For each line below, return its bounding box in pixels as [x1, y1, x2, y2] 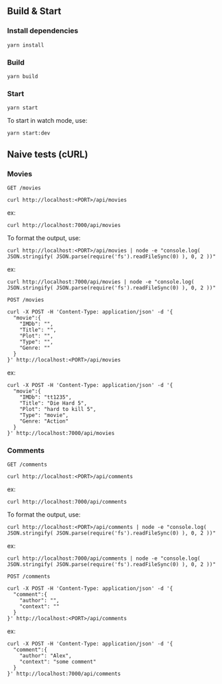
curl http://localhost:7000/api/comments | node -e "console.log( [7, 555, 201, 562]
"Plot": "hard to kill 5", [19, 405, 97, 412]
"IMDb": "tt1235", [19, 394, 72, 401]
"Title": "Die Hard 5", [19, 399, 88, 407]
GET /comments [7, 461, 48, 469]
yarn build [7, 73, 38, 80]
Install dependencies [7, 26, 79, 36]
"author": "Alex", [19, 652, 72, 659]
